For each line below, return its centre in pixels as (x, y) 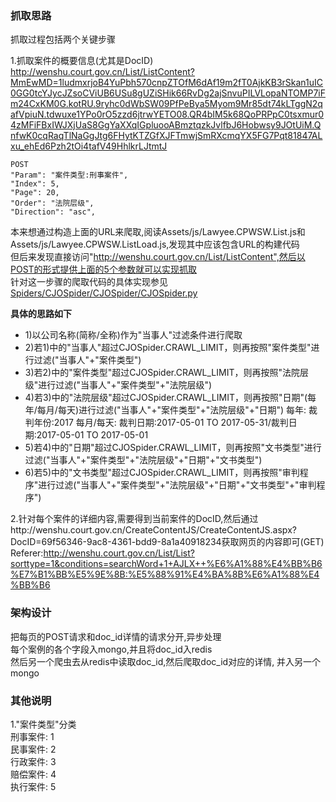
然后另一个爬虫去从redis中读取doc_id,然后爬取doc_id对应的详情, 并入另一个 (166, 661)
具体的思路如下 (41, 314)
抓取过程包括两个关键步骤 (63, 39)
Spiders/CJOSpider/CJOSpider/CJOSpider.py (104, 293)
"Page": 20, (35, 193)
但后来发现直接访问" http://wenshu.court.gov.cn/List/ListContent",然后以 (158, 257)
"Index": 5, (35, 184)
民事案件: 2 (33, 749)
